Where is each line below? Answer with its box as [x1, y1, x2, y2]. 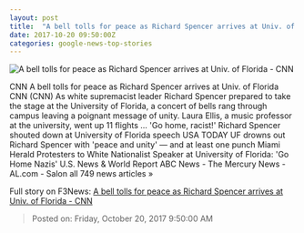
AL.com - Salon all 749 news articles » [9, 168, 154, 179]
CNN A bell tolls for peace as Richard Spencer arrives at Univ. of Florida [9, 81, 279, 92]
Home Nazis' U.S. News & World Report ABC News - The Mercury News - [9, 158, 287, 169]
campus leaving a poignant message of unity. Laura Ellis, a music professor [9, 110, 293, 121]
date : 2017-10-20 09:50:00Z [9, 30, 117, 39]
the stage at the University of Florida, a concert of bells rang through [9, 101, 268, 112]
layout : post [9, 13, 59, 23]
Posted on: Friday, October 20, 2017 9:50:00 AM [31, 213, 214, 224]
